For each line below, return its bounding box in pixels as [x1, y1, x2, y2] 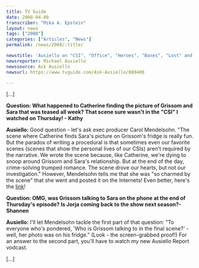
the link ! [6, 183, 26, 190]
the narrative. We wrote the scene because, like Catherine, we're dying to [6, 152, 187, 159]
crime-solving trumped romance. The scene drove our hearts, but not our [6, 164, 186, 171]
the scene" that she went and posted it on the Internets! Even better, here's [6, 176, 190, 184]
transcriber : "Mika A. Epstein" [6, 20, 86, 26]
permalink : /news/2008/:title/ [6, 42, 84, 48]
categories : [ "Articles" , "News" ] [6, 36, 92, 42]
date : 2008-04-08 [6, 14, 49, 20]
